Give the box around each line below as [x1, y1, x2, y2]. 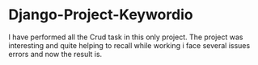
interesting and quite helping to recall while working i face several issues [8, 40, 251, 50]
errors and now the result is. [8, 49, 103, 59]
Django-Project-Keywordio [8, 6, 193, 24]
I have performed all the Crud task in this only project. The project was [8, 32, 243, 42]
